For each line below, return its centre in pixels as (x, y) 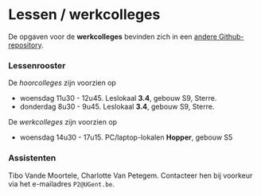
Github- (231, 37)
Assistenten (32, 158)
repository (25, 44)
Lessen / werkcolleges (84, 15)
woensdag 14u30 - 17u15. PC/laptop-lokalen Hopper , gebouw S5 (126, 137)
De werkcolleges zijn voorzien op (63, 122)
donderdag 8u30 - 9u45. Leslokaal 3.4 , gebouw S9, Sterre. (117, 107)
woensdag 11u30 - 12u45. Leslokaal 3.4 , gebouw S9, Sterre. (118, 98)
